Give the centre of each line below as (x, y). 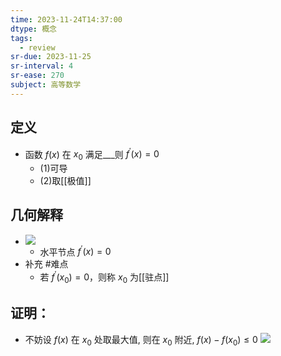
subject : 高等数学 (46, 85)
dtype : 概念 (33, 29)
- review (37, 47)
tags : (21, 38)
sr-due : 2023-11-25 (51, 57)
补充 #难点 (46, 264)
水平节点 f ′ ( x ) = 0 (75, 251)
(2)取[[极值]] (65, 181)
